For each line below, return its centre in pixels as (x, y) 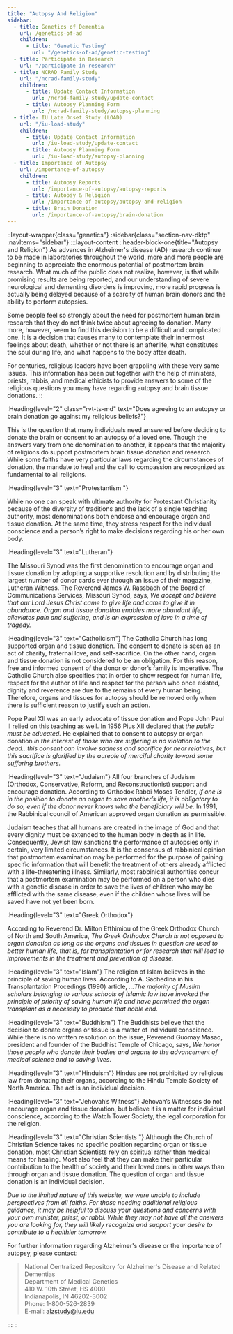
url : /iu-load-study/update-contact (85, 144)
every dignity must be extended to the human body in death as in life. (107, 834)
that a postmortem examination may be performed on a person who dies (111, 879)
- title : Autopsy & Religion (68, 195)
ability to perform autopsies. (48, 302)
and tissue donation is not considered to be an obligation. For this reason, (112, 660)
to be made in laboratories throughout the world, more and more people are (115, 257)
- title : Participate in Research (63, 59)
